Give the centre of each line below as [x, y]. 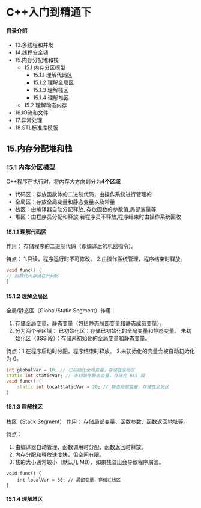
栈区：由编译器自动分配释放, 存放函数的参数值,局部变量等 [85, 209]
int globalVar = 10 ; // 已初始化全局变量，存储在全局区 [71, 370]
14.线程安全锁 [32, 52]
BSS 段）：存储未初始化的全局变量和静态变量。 [93, 338]
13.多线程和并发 [34, 45]
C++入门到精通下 [49, 12]
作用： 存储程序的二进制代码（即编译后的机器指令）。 [71, 246]
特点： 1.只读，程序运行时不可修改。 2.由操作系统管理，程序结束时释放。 [96, 259]
